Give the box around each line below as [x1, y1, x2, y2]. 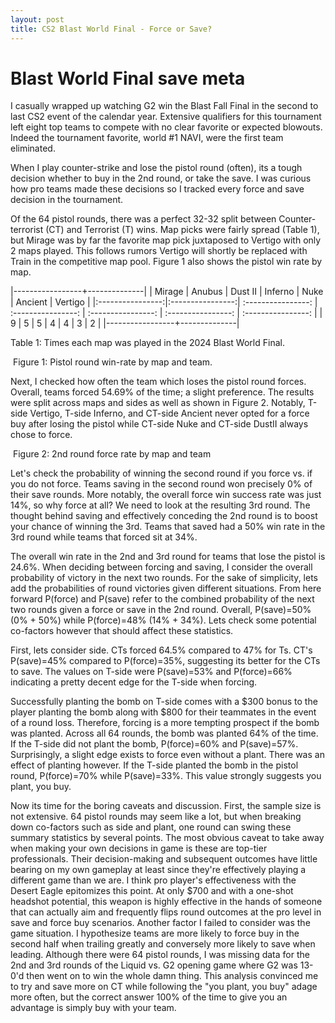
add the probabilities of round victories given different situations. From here [10, 582, 322, 595]
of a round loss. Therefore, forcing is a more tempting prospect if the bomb [10, 717, 320, 729]
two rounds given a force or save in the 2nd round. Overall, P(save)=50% [10, 604, 312, 616]
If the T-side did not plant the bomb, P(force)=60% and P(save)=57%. [10, 738, 299, 750]
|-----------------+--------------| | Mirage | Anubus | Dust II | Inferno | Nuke [10, 286, 324, 298]
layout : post [10, 14, 65, 25]
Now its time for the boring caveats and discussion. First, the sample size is [10, 800, 322, 812]
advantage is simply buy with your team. [10, 1002, 177, 1014]
